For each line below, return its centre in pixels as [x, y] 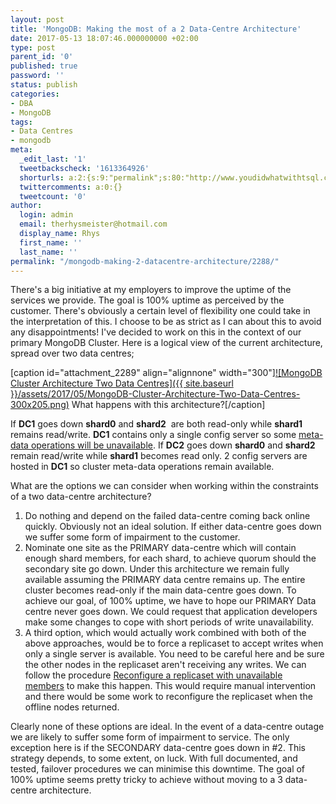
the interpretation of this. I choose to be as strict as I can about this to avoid [166, 322]
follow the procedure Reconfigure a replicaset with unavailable [153, 675]
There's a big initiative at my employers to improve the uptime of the [151, 290]
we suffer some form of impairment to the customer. [132, 537]
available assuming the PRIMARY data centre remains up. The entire [165, 580]
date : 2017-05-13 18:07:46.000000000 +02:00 [104, 38]
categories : [35, 94]
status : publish [44, 85]
